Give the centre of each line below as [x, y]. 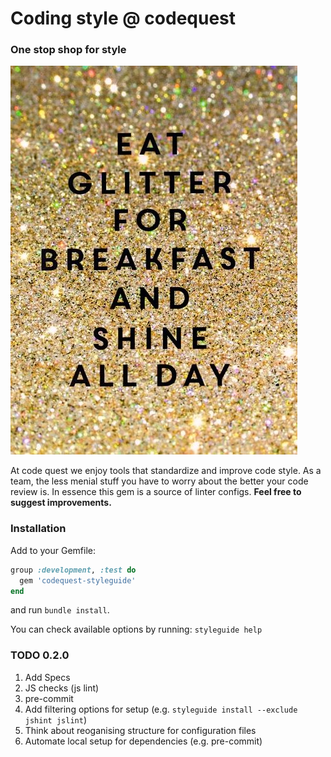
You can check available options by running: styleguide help [136, 629]
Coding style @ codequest [123, 18]
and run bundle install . [60, 610]
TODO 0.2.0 [40, 655]
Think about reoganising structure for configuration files [140, 730]
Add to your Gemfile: [53, 550]
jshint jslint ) [55, 719]
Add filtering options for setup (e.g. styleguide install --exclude [161, 709]
